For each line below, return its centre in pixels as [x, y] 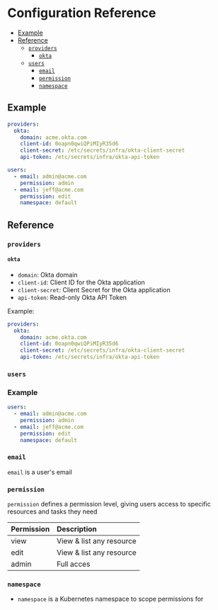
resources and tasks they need [52, 511]
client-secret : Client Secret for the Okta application [94, 289]
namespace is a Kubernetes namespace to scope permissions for [110, 599]
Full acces [73, 564]
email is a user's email [40, 472]
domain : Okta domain [47, 274]
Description [76, 529]
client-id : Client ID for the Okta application [81, 282]
